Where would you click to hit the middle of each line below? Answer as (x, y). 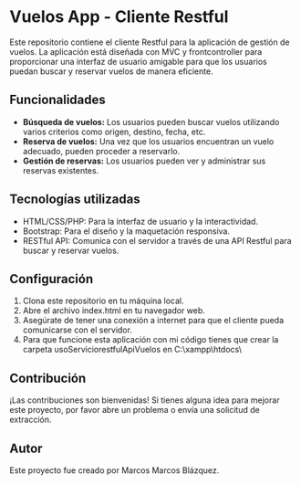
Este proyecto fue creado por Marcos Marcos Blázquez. (114, 470)
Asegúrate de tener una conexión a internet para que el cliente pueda (153, 321)
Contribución (48, 378)
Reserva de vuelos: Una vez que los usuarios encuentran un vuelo (148, 141)
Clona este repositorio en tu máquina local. (103, 301)
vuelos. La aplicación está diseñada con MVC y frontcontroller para (136, 51)
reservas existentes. (61, 170)
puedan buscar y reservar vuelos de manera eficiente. (111, 71)
